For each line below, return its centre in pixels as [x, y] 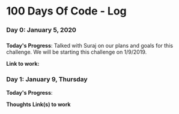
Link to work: [23, 64]
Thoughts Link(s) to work [38, 104]
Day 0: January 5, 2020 [41, 30]
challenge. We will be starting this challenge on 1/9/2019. [77, 52]
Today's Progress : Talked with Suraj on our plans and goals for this [89, 46]
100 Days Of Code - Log [67, 11]
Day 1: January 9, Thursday [47, 80]
